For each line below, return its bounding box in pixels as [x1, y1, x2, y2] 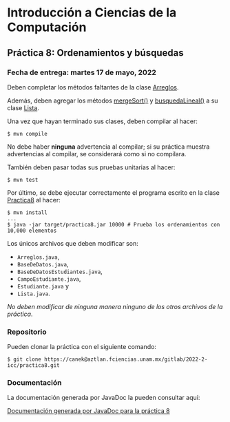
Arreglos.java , [17, 253, 60, 261]
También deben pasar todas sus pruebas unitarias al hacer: [7, 163, 176, 171]
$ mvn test [7, 176, 39, 183]
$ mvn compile [7, 130, 48, 137]
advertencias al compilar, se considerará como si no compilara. [7, 149, 187, 158]
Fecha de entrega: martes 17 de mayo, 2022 [7, 67, 156, 77]
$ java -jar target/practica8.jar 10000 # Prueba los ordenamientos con [7, 221, 220, 228]
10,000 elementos [7, 227, 57, 234]
